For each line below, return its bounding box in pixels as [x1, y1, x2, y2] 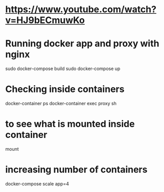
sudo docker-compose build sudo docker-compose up [5, 65, 121, 72]
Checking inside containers [5, 83, 125, 95]
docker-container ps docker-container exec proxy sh [5, 101, 116, 107]
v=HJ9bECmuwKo [5, 14, 85, 26]
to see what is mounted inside [5, 118, 135, 130]
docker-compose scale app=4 [5, 180, 69, 187]
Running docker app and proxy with [5, 38, 159, 50]
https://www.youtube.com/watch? [5, 4, 157, 15]
